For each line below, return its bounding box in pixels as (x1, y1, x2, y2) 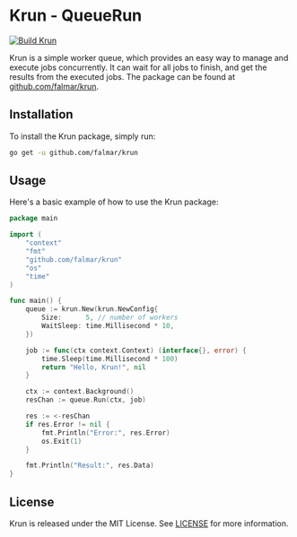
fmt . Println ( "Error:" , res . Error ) (41, 428, 170, 437)
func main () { (9, 297, 63, 306)
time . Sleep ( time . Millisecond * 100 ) (41, 354, 179, 363)
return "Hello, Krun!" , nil (41, 362, 146, 372)
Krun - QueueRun (9, 5, 142, 26)
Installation (9, 107, 74, 122)
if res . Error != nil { (25, 420, 110, 429)
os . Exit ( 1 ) (41, 437, 83, 446)
